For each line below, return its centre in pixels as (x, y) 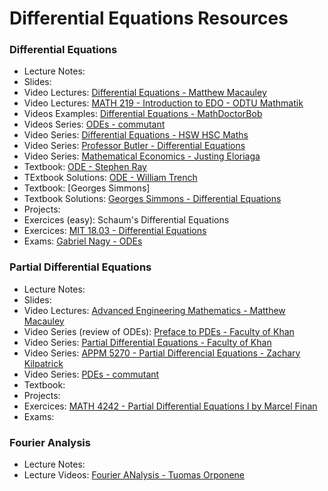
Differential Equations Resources (149, 18)
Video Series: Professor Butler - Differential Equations (134, 146)
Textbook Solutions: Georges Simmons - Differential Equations (152, 199)
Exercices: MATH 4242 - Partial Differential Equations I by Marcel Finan (170, 406)
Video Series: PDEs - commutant (91, 374)
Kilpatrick (43, 363)
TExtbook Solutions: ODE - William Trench (110, 178)
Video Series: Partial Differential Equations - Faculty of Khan (147, 342)
